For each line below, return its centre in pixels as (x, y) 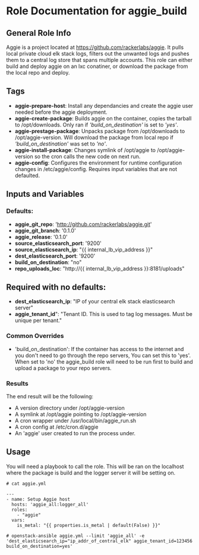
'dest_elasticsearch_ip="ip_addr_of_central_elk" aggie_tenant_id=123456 (99, 541)
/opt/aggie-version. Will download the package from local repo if (94, 137)
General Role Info (39, 33)
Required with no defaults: (56, 287)
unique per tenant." (38, 321)
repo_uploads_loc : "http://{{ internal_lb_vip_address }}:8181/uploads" (100, 268)
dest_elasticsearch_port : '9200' (55, 256)
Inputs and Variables (45, 194)
